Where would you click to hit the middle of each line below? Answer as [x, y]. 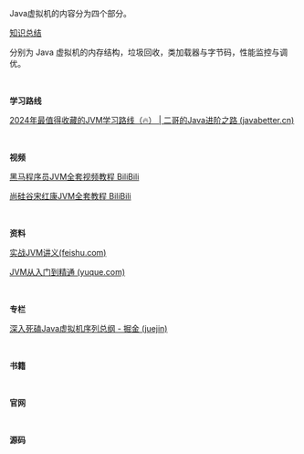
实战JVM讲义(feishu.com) [58, 253]
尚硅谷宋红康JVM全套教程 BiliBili [70, 196]
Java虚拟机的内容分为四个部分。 [71, 13]
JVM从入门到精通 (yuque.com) [68, 272]
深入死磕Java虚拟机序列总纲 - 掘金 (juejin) [89, 328]
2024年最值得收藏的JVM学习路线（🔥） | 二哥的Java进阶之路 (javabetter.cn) [152, 120]
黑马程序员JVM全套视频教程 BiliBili [74, 177]
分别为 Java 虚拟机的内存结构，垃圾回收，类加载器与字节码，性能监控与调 [149, 52]
